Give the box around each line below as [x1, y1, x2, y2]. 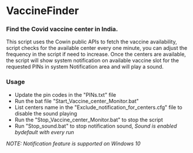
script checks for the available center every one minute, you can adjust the [6, 45, 188, 52]
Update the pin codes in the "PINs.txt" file [14, 91, 117, 98]
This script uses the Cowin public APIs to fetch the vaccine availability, [6, 38, 178, 45]
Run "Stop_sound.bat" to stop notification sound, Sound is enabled [14, 122, 178, 130]
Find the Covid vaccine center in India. [6, 25, 118, 33]
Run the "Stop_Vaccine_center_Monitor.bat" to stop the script [14, 116, 164, 123]
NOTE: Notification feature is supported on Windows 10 [6, 140, 141, 147]
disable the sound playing [14, 110, 78, 117]
